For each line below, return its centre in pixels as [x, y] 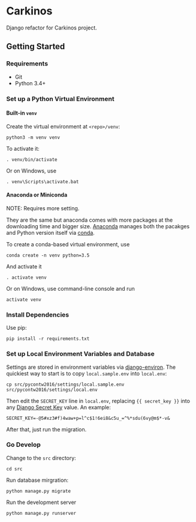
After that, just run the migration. [46, 429]
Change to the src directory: [41, 458]
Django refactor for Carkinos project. [52, 28]
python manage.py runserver [41, 513]
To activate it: [23, 148]
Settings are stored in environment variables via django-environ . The [91, 367]
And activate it [24, 266]
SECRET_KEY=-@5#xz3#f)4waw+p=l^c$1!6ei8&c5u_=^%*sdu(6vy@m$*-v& [88, 418]
